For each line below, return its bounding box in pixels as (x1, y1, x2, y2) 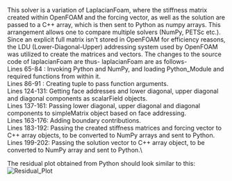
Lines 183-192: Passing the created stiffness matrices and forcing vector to (7, 124, 222, 132)
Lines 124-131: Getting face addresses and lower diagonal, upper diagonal (7, 87, 219, 95)
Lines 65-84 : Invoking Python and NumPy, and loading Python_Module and (7, 65, 224, 73)
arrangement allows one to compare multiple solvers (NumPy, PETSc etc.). (7, 28, 221, 36)
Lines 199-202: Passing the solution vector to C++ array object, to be (7, 139, 205, 146)
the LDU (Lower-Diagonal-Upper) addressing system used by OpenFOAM (7, 43, 218, 51)
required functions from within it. (7, 72, 101, 80)
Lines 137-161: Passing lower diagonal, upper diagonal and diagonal (7, 102, 201, 110)
